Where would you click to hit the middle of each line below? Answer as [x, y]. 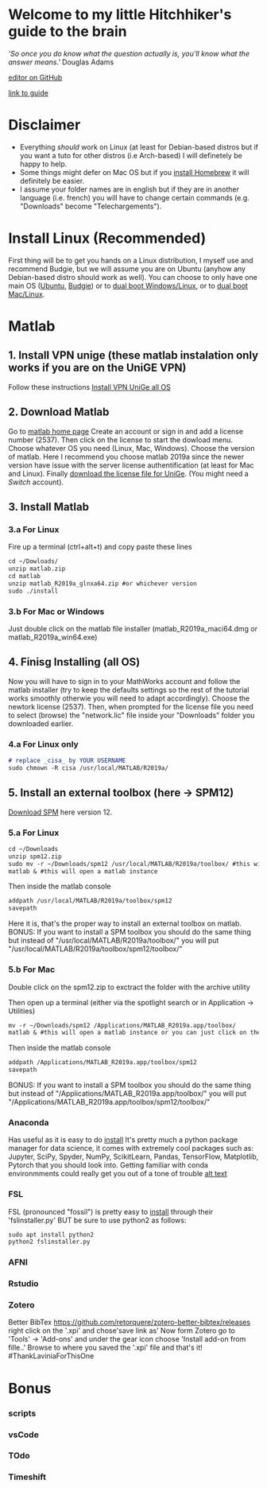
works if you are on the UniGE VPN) [97, 368]
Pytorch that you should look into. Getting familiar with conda [108, 1165]
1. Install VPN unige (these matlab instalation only [133, 355]
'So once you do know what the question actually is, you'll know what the [129, 53]
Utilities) [22, 1011]
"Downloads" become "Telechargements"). [91, 206]
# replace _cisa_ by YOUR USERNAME [67, 761]
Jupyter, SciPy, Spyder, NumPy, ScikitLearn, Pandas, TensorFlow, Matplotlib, [133, 1157]
